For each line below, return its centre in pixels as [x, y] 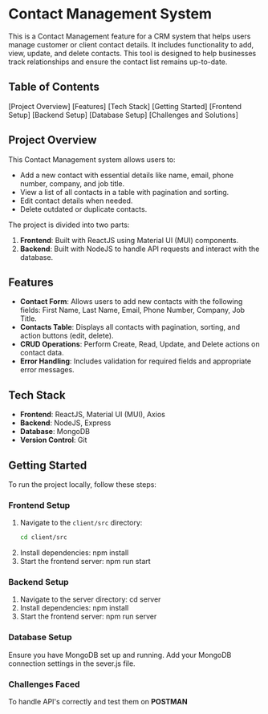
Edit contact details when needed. [76, 201]
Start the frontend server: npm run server [88, 617]
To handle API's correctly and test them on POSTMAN [98, 702]
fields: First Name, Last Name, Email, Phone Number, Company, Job [132, 310]
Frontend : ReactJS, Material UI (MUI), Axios [93, 415]
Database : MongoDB [55, 432]
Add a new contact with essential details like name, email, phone [127, 175]
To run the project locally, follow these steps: [82, 485]
